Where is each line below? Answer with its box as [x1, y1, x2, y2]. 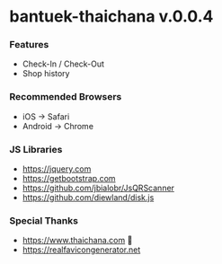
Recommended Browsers [9, 91, 122, 103]
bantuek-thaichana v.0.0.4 [9, 6, 214, 27]
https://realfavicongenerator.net [22, 244, 141, 255]
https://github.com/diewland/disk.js [22, 192, 155, 203]
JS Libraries [9, 143, 63, 155]
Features [9, 39, 49, 51]
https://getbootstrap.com [22, 173, 116, 184]
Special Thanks [9, 215, 79, 226]
